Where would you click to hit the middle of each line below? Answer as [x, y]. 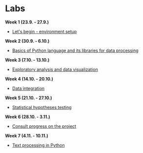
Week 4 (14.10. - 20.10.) [29, 79]
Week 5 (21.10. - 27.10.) [29, 98]
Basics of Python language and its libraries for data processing [75, 50]
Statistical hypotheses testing [42, 107]
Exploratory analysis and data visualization [55, 69]
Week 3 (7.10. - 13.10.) [27, 60]
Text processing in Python [38, 145]
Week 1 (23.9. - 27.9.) [27, 22]
